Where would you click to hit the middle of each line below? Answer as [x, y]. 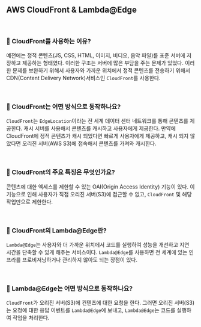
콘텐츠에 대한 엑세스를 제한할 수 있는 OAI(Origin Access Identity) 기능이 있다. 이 [100, 187]
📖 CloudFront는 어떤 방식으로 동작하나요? [64, 107]
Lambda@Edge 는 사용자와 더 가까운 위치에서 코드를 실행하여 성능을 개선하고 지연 [98, 244]
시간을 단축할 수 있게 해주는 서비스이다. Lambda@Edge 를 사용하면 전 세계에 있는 [97, 252]
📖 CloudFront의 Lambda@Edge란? [56, 230]
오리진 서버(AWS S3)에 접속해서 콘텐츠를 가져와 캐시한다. [89, 143]
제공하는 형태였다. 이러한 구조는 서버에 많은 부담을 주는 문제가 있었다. [103, 63]
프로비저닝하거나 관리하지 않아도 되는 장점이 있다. [80, 260]
